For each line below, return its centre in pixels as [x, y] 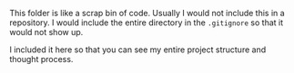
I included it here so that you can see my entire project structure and [138, 50]
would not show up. [46, 32]
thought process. [41, 59]
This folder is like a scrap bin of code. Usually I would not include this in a [147, 13]
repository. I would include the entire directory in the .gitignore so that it [147, 23]
